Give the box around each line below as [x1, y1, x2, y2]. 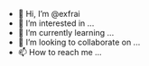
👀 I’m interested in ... [17, 18, 95, 29]
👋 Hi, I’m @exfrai [17, 9, 80, 19]
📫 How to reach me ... [17, 47, 102, 57]
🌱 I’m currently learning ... [17, 28, 115, 37]
